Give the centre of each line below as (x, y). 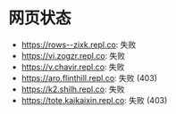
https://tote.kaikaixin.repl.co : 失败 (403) (94, 100)
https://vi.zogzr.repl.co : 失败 (73, 55)
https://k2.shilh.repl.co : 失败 (73, 89)
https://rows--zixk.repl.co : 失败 (79, 45)
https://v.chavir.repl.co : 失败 (73, 67)
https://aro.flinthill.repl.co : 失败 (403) (89, 77)
